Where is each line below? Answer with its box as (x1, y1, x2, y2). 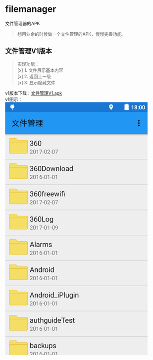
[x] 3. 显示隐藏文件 (17, 79, 55, 85)
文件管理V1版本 (5, 47, 52, 55)
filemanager (5, 3, 56, 15)
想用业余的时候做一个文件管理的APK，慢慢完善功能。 (17, 31, 126, 37)
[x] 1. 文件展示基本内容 (17, 67, 63, 73)
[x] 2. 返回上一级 (17, 73, 51, 79)
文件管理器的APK (5, 20, 41, 26)
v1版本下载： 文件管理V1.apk (5, 90, 62, 96)
